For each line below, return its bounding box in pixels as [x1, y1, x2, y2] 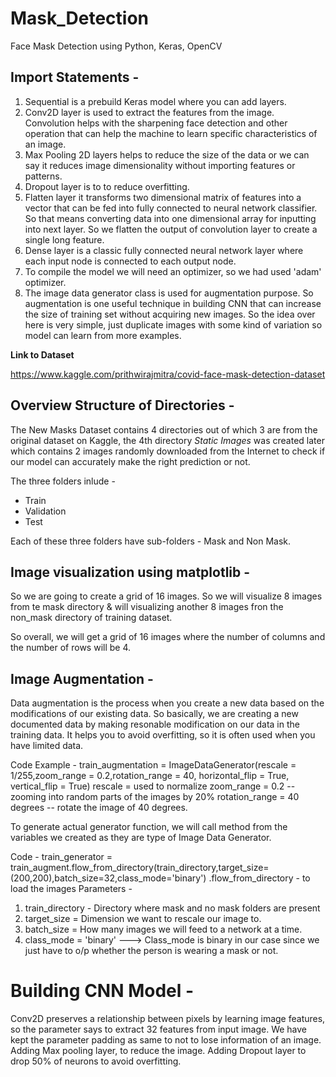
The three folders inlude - [10, 475, 116, 487]
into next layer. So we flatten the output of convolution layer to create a [24, 223, 318, 235]
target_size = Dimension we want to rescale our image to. [24, 913, 262, 925]
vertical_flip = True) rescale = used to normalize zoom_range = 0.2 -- [10, 780, 296, 792]
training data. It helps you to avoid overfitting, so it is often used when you [10, 729, 316, 741]
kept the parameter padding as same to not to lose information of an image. [10, 1034, 322, 1046]
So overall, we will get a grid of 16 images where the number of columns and [10, 631, 326, 643]
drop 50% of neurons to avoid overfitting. [10, 1055, 182, 1067]
